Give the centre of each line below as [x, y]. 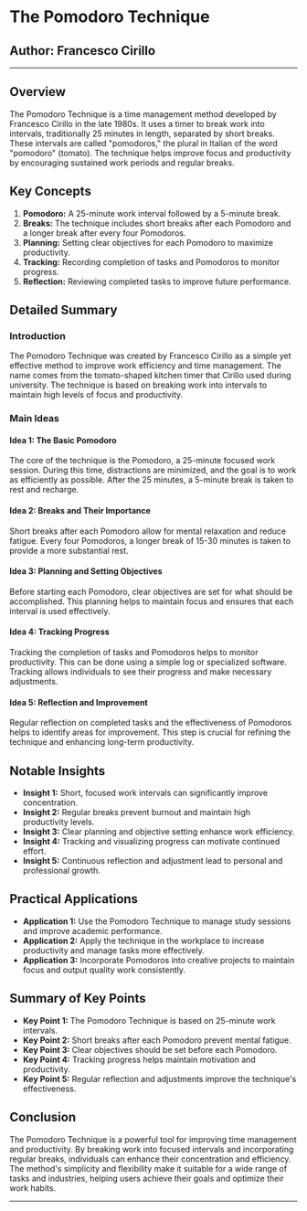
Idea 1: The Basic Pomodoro [63, 440]
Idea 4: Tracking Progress [59, 632]
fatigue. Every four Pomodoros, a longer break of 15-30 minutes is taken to [150, 540]
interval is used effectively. [60, 611]
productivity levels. [58, 822]
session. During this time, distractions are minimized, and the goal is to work [153, 470]
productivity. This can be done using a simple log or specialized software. [148, 662]
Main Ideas [34, 419]
